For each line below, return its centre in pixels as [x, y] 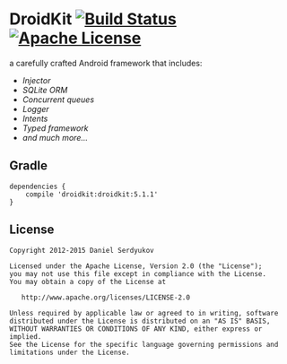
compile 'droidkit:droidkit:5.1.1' [92, 194]
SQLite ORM [45, 90]
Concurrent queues [58, 100]
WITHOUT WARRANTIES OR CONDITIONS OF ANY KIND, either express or [136, 329]
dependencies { [38, 186]
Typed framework [55, 128]
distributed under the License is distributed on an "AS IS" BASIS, [140, 321]
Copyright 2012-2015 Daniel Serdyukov [82, 250]
